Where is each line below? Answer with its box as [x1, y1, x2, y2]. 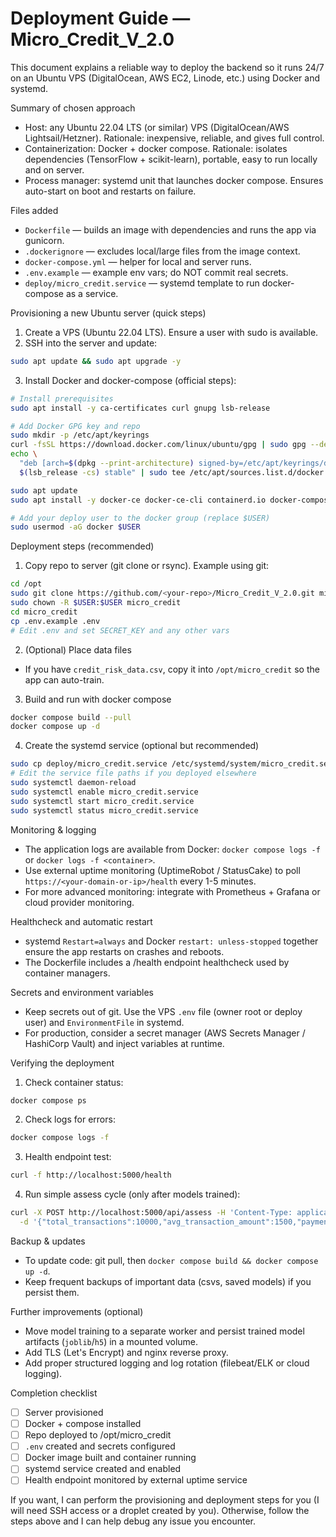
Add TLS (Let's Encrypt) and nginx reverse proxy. [24, 1346, 229, 1358]
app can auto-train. [24, 673, 105, 686]
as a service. [65, 287, 119, 299]
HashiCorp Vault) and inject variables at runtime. [24, 1037, 225, 1049]
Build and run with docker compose [24, 693, 172, 705]
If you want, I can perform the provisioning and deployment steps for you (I [10, 1494, 320, 1506]
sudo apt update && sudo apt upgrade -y [10, 356, 182, 366]
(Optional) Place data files [24, 643, 132, 656]
